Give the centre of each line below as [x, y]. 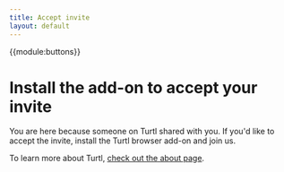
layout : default [39, 26]
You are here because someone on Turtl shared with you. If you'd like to [142, 132]
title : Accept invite [50, 17]
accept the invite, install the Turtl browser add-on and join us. [123, 141]
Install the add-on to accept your [133, 87]
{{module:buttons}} [45, 51]
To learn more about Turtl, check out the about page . [107, 159]
